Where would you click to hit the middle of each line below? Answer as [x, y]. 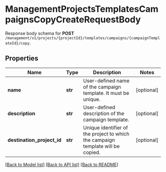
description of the [104, 113]
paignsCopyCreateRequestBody [73, 20]
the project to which [106, 133]
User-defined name [106, 81]
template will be [102, 146]
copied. [92, 152]
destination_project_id [35, 140]
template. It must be [106, 93]
